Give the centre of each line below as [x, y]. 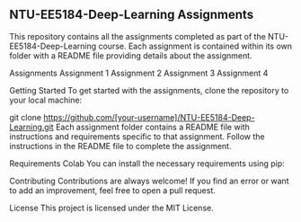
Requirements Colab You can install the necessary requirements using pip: [147, 163]
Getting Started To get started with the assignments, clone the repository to [149, 90]
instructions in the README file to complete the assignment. [120, 146]
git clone [26, 117]
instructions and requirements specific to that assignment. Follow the [137, 136]
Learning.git [31, 127]
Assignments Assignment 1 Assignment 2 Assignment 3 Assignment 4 [139, 73]
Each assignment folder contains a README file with [152, 127]
